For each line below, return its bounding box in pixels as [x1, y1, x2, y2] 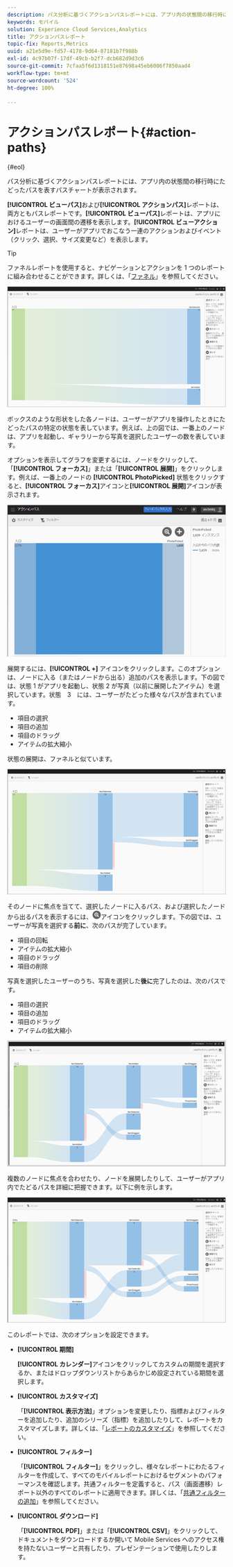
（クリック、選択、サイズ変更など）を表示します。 [7, 235, 152, 244]
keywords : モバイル [7, 18, 60, 26]
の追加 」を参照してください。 [17, 1497, 103, 1506]
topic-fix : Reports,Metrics [7, 40, 89, 48]
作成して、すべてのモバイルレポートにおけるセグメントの [41, 1471, 205, 1480]
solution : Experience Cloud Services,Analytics [7, 26, 148, 33]
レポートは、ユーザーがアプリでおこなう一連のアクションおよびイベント [15, 226, 222, 235]
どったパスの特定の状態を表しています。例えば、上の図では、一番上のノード [7, 424, 225, 432]
